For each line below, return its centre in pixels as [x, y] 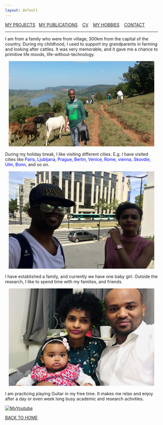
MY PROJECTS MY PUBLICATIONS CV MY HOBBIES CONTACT [75, 25]
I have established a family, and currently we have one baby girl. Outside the [81, 276]
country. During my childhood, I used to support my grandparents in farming [81, 44]
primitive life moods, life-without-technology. [50, 54]
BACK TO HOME [21, 417]
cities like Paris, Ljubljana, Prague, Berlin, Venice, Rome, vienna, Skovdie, [78, 159]
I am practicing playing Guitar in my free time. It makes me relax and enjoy [79, 393]
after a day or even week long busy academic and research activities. [74, 399]
